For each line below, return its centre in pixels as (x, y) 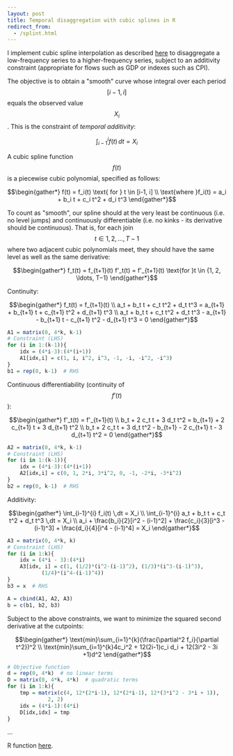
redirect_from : (29, 27)
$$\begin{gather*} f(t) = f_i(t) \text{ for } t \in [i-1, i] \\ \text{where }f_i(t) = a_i (117, 192)
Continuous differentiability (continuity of (66, 384)
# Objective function (39, 667)
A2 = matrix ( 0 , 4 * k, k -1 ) (45, 447)
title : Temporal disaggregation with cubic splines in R (91, 20)
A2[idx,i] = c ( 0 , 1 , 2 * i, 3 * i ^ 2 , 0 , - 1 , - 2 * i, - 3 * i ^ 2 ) (101, 474)
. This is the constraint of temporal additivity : (72, 127)
